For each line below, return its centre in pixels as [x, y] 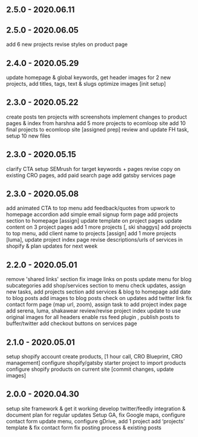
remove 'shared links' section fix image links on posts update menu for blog [99, 279]
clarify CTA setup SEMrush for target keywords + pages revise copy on [93, 168]
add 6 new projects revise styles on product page [67, 45]
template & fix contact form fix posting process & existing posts [84, 427]
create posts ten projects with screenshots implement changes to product [97, 117]
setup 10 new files [28, 136]
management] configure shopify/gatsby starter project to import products [96, 363]
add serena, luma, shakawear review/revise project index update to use [94, 311]
